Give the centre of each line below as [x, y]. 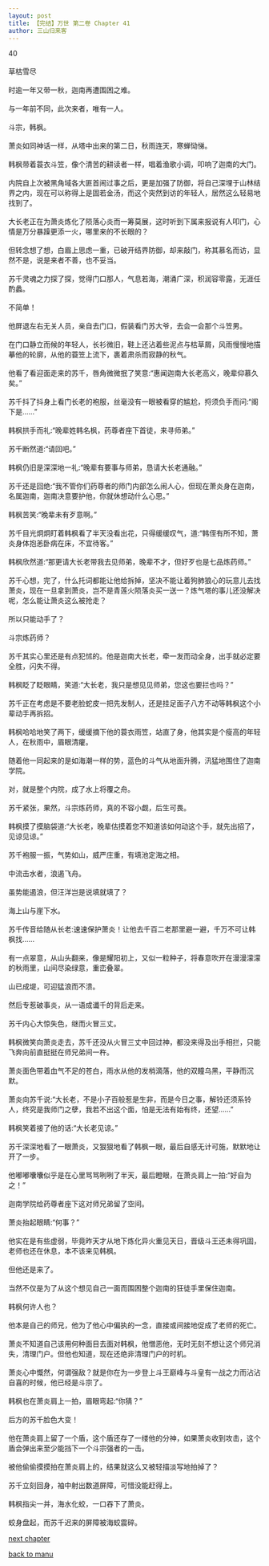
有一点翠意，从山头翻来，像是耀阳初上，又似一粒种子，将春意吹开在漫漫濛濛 [134, 958]
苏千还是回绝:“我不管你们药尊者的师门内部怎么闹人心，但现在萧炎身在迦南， [133, 486]
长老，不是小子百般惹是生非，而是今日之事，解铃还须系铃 [157, 1099]
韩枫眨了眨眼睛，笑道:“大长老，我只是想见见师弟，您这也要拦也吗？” [121, 685]
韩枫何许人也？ [33, 1307]
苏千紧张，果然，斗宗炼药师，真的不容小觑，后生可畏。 [99, 808]
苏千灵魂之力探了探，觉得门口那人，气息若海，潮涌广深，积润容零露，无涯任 [134, 279]
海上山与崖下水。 [36, 911]
